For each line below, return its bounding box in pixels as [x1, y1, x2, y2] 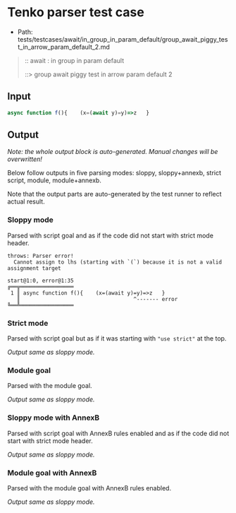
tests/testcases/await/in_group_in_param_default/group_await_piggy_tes [17, 35, 228, 43]
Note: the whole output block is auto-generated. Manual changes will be [7, 148, 218, 156]
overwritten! [7, 155, 42, 163]
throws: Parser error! [7, 252, 74, 259]
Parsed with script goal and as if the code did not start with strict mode [7, 231, 213, 240]
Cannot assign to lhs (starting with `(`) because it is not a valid [13, 259, 222, 266]
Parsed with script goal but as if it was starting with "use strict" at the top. [7, 334, 227, 343]
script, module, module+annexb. [7, 176, 102, 184]
